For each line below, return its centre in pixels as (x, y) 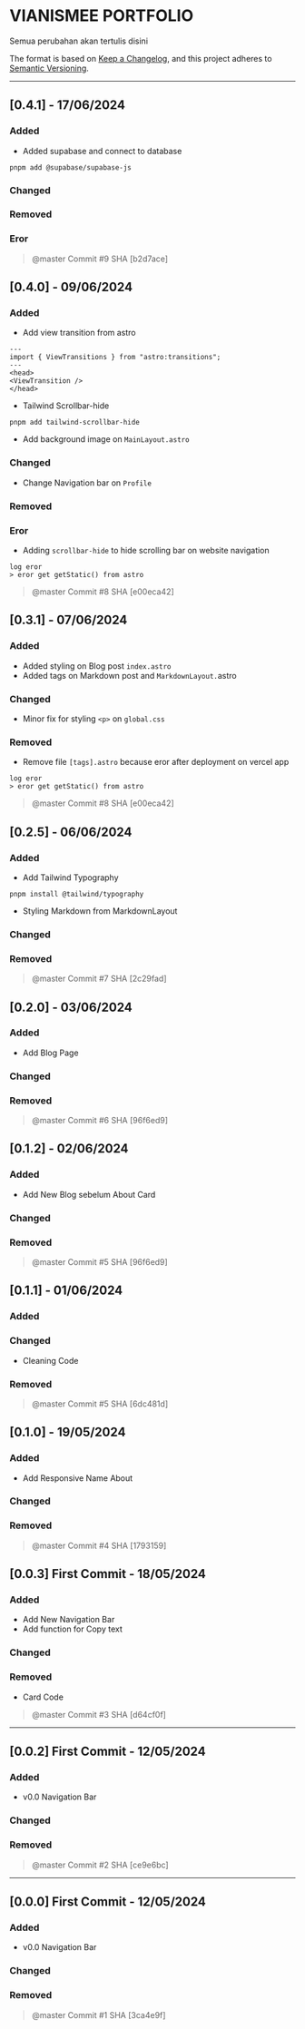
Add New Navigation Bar (69, 1620)
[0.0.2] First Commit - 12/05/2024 (108, 1752)
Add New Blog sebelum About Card (89, 1194)
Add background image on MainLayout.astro (106, 439)
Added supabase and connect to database (102, 151)
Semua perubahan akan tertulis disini (79, 41)
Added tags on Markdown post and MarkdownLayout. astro (130, 675)
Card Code (43, 1697)
